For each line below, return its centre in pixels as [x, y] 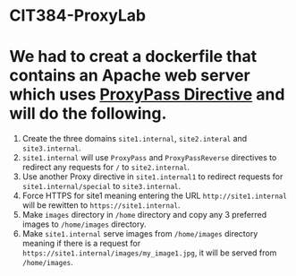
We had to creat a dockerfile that [133, 57]
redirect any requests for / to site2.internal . [106, 168]
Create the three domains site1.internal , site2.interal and [135, 139]
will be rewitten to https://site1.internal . [101, 205]
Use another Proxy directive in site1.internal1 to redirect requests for [152, 177]
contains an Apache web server [130, 76]
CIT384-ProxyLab [77, 16]
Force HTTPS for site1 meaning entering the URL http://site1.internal [155, 196]
